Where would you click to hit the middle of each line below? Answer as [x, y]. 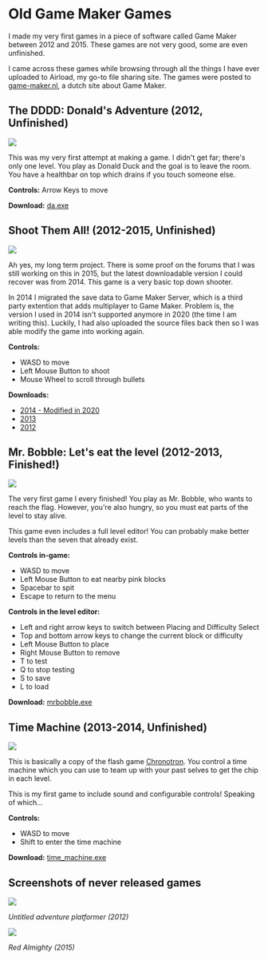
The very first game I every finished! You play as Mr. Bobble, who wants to [130, 499]
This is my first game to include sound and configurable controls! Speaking [132, 794]
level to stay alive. [38, 516]
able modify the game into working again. [77, 331]
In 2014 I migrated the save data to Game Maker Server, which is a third [126, 297]
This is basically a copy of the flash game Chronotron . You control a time [128, 762]
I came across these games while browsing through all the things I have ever [134, 68]
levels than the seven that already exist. [73, 540]
